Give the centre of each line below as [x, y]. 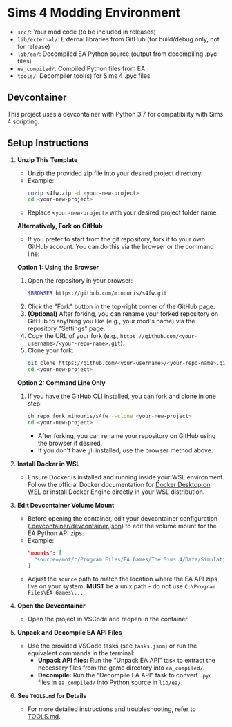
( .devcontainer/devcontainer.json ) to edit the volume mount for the [122, 526]
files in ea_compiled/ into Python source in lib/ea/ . [110, 683]
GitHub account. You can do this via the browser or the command [120, 247]
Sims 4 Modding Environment [94, 13]
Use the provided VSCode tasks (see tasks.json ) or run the [112, 646]
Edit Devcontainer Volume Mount [66, 505]
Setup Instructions [48, 143]
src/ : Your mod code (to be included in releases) [87, 32]
